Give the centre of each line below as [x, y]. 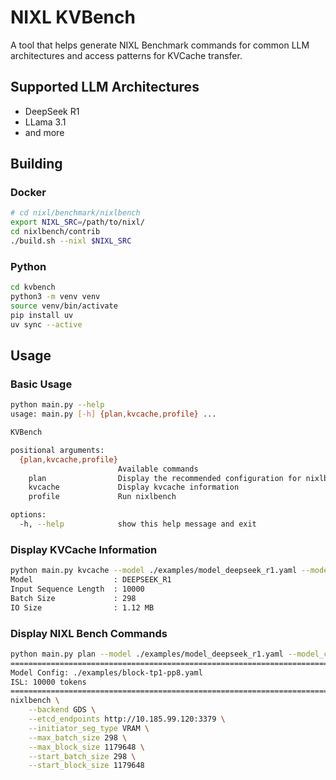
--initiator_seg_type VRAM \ [89, 728]
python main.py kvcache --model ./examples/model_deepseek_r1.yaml [154, 571]
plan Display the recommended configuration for [165, 478]
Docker [28, 193]
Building [36, 164]
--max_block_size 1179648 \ [86, 747]
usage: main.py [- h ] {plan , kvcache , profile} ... [113, 414]
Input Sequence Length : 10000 [77, 589]
